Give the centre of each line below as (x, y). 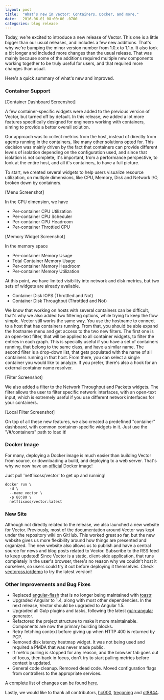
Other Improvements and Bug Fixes (48, 584)
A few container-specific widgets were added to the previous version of (78, 111)
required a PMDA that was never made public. (59, 647)
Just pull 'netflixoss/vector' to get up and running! (55, 475)
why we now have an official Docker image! (49, 466)
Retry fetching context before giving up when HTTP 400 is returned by (83, 632)
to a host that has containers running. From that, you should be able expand (82, 326)
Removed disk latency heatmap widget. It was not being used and (79, 642)
